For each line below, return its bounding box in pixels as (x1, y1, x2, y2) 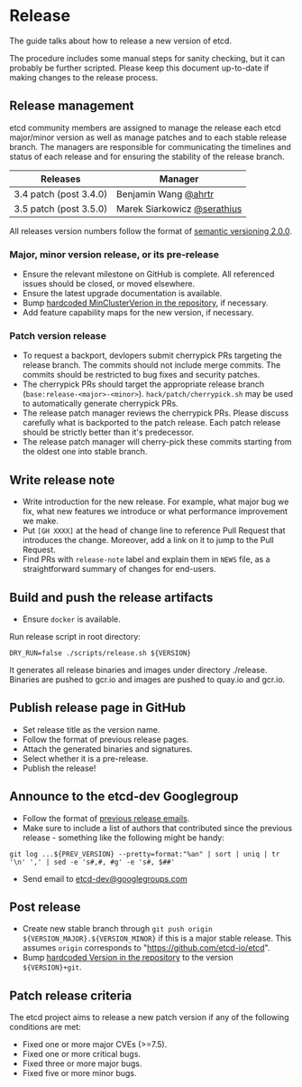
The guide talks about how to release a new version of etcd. (9, 35, 233, 46)
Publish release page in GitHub (9, 700, 187, 716)
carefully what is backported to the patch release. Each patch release (22, 417, 281, 428)
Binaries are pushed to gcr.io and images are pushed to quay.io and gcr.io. (9, 674, 286, 685)
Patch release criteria (9, 988, 133, 1003)
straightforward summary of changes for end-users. (22, 564, 216, 575)
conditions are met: (9, 1022, 81, 1033)
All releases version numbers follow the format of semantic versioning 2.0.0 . (9, 225, 293, 236)
